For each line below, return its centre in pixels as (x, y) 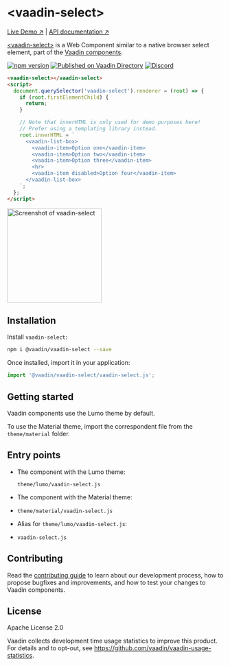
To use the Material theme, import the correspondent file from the (100, 426)
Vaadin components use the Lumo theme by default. (81, 413)
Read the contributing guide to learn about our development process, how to (115, 575)
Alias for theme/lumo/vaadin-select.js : (72, 523)
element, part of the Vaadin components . (65, 52)
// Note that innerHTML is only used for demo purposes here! (110, 122)
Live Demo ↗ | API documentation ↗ (58, 32)
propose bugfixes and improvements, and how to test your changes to (106, 582)
